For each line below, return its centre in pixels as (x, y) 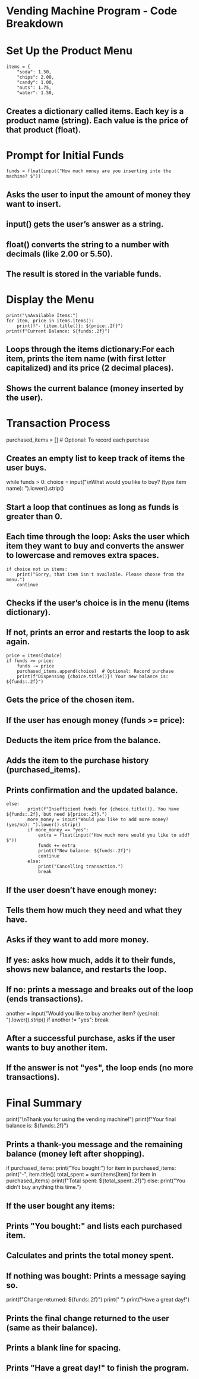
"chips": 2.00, (36, 77)
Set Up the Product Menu (69, 51)
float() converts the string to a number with (88, 245)
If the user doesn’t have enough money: (82, 890)
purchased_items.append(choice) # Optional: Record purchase (95, 671)
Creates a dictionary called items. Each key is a (95, 111)
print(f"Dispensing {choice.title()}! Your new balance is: (93, 676)
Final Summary (44, 1103)
